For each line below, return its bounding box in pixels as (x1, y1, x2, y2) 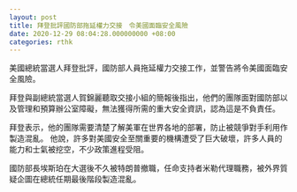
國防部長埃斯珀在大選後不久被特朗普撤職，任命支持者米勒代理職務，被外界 (9, 163, 280, 174)
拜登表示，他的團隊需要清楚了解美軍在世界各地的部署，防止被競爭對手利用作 (9, 122, 288, 133)
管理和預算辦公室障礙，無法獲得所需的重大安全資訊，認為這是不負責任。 (16, 103, 280, 114)
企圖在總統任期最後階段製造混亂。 (16, 174, 141, 185)
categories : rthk (9, 37, 73, 47)
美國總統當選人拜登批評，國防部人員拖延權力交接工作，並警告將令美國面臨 (9, 63, 280, 73)
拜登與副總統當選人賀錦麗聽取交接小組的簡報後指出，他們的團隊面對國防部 (9, 92, 280, 103)
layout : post (9, 12, 57, 22)
